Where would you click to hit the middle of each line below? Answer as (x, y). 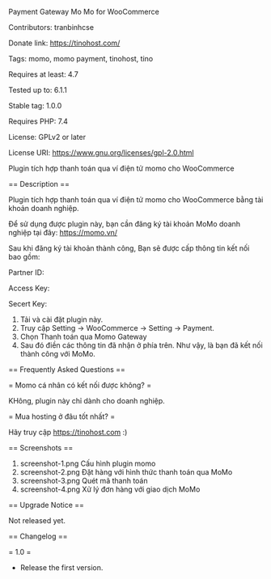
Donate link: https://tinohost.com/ (64, 43)
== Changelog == (38, 536)
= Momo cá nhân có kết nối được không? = (80, 385)
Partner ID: (26, 273)
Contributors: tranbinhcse (51, 27)
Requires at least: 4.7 (43, 74)
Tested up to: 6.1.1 (38, 90)
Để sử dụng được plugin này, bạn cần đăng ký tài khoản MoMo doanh (125, 224)
